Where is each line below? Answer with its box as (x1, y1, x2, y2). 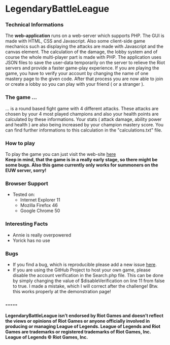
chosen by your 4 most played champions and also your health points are (5, 111, 159, 117)
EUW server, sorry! (5, 167, 47, 174)
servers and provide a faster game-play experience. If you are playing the (5, 65, 159, 71)
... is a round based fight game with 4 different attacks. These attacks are (5, 105, 159, 112)
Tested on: (12, 191, 36, 198)
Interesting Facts (5, 220, 48, 227)
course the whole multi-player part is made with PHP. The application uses (5, 54, 161, 60)
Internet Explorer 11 (20, 197, 60, 203)
